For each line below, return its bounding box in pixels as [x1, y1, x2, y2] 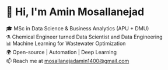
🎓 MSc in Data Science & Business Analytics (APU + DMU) [6, 24, 149, 32]
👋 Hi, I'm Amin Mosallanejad [6, 5, 145, 19]
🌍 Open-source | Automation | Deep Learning [6, 48, 117, 55]
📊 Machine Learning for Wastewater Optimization [6, 40, 126, 47]
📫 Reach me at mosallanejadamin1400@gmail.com [6, 57, 129, 64]
